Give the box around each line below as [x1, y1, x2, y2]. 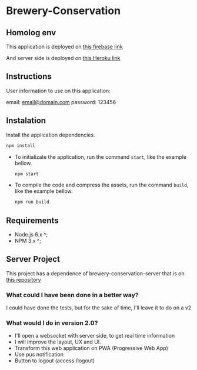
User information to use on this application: [6, 87, 111, 94]
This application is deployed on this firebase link [6, 43, 123, 50]
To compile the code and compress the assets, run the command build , [14, 181, 189, 189]
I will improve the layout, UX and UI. [14, 338, 101, 345]
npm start [14, 171, 39, 177]
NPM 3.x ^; [14, 237, 41, 245]
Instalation [6, 116, 46, 126]
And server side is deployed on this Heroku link [6, 55, 121, 61]
